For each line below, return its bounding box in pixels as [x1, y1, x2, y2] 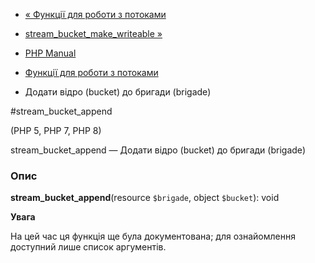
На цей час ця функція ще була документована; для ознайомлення [10, 230, 296, 243]
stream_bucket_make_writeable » [24, 28, 163, 39]
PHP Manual [24, 47, 77, 59]
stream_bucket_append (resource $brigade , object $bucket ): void [10, 192, 280, 204]
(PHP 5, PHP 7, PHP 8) [10, 125, 102, 136]
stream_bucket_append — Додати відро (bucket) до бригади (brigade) [10, 144, 307, 156]
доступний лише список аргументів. [10, 241, 167, 253]
